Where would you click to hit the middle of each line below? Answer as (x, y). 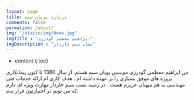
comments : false (26, 22)
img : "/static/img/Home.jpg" (42, 33)
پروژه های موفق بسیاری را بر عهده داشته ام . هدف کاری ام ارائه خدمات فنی (89, 78)
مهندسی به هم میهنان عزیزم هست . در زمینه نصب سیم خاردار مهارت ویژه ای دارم (96, 84)
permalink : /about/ (30, 28)
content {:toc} (31, 61)
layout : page (22, 11)
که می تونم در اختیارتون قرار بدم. (42, 91)
